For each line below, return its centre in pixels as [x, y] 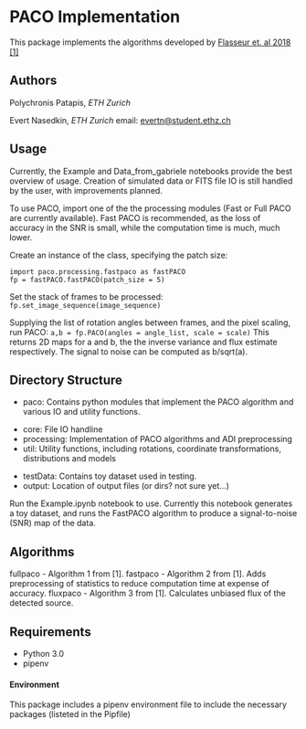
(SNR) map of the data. [53, 523]
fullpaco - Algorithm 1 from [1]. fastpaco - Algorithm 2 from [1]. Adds [138, 574]
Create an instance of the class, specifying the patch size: [119, 255]
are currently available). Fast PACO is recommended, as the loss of [135, 217]
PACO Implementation [95, 17]
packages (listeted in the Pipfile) [70, 714]
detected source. [42, 603]
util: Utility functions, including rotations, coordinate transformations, [152, 449]
